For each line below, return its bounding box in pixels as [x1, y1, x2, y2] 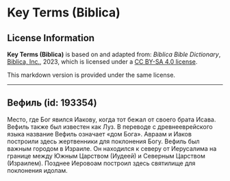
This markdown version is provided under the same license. [7, 71, 176, 79]
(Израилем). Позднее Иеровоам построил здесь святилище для [7, 159, 196, 167]
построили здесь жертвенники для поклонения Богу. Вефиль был [7, 137, 200, 145]
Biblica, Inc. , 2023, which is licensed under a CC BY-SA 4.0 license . [7, 58, 198, 66]
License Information [7, 32, 94, 44]
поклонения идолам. [7, 166, 68, 174]
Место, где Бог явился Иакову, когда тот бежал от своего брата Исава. [7, 115, 216, 123]
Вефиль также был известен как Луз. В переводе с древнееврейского [7, 122, 214, 131]
